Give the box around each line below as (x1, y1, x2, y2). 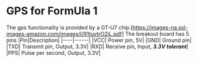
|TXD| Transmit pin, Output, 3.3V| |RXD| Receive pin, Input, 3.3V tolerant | (6, 43, 189, 50)
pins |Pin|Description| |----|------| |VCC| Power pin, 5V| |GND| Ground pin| (6, 36, 192, 44)
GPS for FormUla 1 (6, 4, 98, 18)
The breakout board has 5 (125, 30, 189, 37)
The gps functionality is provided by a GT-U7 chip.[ (6, 24, 133, 31)
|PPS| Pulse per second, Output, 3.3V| (6, 49, 101, 56)
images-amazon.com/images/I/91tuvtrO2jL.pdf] (6, 30, 124, 37)
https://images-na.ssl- (132, 24, 188, 31)
